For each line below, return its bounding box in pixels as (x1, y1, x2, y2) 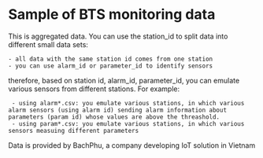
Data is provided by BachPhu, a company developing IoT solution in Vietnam (8, 140, 256, 150)
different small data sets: (8, 39, 89, 49)
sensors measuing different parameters (8, 127, 139, 134)
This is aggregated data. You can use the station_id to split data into (8, 31, 228, 41)
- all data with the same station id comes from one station (8, 55, 213, 63)
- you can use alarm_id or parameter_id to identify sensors (8, 61, 213, 70)
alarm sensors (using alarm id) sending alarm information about (8, 106, 227, 114)
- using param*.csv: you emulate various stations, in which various (11, 119, 245, 127)
